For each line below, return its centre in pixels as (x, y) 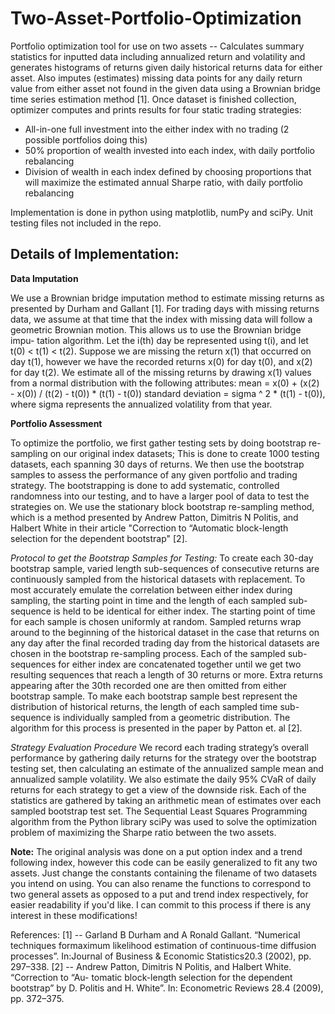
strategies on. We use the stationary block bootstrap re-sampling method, (162, 506)
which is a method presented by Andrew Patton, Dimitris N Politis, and (154, 517)
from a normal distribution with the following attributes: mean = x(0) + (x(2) (165, 383)
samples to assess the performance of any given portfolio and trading (154, 474)
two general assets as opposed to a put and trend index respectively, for (159, 894)
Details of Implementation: (95, 254)
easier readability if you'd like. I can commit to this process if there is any (161, 904)
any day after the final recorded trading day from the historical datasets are (165, 643)
